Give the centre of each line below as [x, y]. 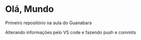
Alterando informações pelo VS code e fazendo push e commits [71, 32]
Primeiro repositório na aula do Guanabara [48, 23]
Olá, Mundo [30, 9]
